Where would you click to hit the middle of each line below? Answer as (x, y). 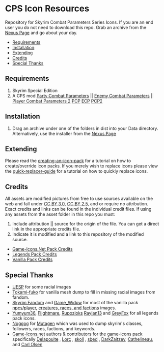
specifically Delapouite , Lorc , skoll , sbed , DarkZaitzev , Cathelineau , (83, 339)
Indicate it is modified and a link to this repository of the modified (78, 234)
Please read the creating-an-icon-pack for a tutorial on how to (68, 161)
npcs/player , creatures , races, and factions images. (64, 308)
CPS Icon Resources (47, 9)
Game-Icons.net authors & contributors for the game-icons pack (77, 334)
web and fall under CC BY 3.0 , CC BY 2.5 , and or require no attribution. (77, 204)
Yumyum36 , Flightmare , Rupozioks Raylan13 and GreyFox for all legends (85, 313)
